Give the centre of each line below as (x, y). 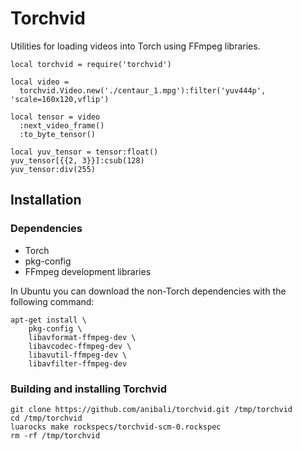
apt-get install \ (48, 320)
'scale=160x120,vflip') (60, 99)
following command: (52, 301)
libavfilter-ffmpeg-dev (78, 363)
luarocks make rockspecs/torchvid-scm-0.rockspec (116, 427)
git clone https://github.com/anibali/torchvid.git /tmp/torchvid (151, 409)
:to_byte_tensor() (58, 134)
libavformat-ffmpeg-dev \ (82, 337)
